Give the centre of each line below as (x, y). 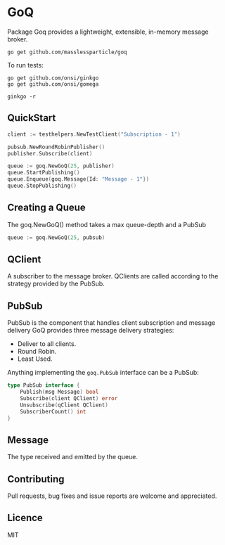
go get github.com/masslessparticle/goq (67, 52)
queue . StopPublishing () (42, 186)
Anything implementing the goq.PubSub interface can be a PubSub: (103, 373)
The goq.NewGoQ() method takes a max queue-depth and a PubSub (107, 224)
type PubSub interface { (44, 385)
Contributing (36, 479)
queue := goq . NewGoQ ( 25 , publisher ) (61, 166)
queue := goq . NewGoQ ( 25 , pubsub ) (56, 237)
